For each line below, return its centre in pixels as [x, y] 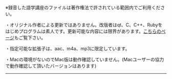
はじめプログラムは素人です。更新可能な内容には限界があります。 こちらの [83, 31]
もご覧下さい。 [30, 38]
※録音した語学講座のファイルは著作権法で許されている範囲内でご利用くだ [83, 7]
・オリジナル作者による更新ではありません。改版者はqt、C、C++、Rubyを [84, 25]
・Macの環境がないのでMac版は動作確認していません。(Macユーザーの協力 [85, 60]
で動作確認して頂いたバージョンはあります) [51, 66]
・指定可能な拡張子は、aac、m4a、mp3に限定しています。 [68, 48]
